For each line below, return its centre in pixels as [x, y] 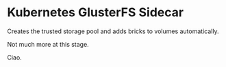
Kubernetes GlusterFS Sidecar [95, 13]
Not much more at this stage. [48, 44]
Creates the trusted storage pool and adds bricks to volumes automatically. [113, 31]
